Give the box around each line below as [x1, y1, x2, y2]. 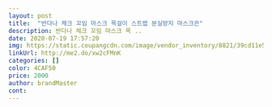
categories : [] [8, 57, 60, 65]
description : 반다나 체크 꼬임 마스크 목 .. [8, 27, 142, 35]
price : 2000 [8, 72, 49, 80]
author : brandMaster [8, 79, 79, 87]
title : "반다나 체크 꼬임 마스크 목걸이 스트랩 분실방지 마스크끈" [8, 19, 204, 27]
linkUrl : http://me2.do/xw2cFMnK [8, 49, 121, 57]
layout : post [8, 11, 53, 20]
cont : [8, 86, 27, 95]
